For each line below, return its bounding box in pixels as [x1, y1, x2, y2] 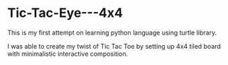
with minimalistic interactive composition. [7, 49, 129, 58]
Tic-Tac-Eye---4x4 [7, 5, 123, 21]
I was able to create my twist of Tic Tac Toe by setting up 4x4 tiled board [7, 42, 222, 50]
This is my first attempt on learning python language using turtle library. [7, 28, 217, 37]
